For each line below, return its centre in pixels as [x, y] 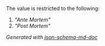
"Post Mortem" [32, 26]
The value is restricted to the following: [53, 8]
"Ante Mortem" [32, 20]
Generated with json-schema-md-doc [52, 37]
